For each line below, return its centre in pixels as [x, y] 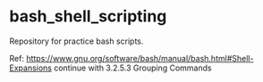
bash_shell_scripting [88, 16]
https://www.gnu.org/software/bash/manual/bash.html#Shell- [140, 58]
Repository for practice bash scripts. [76, 41]
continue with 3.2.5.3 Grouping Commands [132, 68]
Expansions [30, 68]
